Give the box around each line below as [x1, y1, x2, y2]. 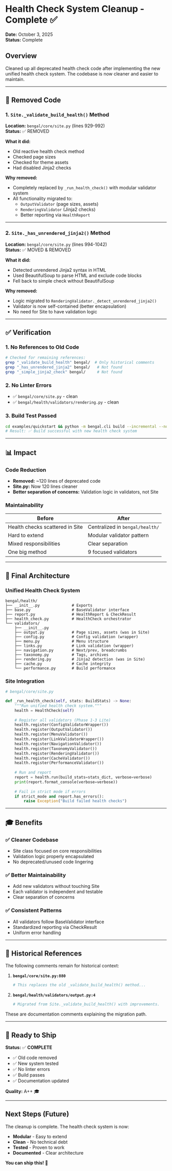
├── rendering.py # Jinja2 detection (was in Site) [14, 657, 145, 662]
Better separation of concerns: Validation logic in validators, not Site [12, 488, 159, 495]
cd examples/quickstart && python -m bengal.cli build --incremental [5, 424, 157, 429]
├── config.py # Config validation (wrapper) [14, 634, 139, 639]
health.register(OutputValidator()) [14, 727, 93, 732]
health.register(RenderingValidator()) [14, 751, 100, 756]
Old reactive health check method [12, 148, 84, 154]
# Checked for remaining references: [5, 355, 86, 361]
